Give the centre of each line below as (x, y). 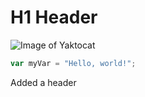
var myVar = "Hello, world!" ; (73, 63)
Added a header (43, 82)
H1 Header (54, 17)
